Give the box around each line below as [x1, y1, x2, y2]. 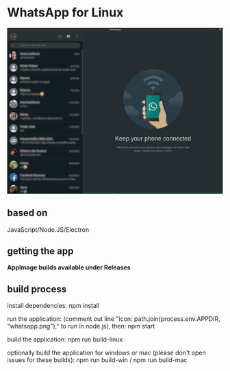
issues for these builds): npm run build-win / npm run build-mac [7, 356, 188, 364]
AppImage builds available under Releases [7, 263, 131, 272]
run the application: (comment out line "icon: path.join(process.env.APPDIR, [7, 315, 220, 323]
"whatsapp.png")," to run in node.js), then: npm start [7, 322, 155, 331]
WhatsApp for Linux [7, 5, 124, 21]
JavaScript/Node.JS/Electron [7, 225, 90, 234]
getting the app [7, 246, 74, 256]
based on [7, 207, 48, 219]
